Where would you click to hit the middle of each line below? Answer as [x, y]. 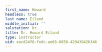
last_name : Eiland [24, 19]
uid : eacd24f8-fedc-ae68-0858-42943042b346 [51, 42]
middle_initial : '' [25, 24]
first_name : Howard [25, 10]
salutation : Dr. [22, 28]
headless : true [21, 14]
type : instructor [23, 38]
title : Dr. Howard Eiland [32, 33]
